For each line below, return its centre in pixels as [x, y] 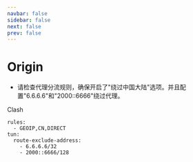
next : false [24, 26]
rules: [17, 123]
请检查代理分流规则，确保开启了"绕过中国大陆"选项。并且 [99, 87]
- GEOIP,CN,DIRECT [40, 129]
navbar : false [28, 13]
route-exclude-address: [47, 141]
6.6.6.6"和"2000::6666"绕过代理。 [75, 96]
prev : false [24, 33]
